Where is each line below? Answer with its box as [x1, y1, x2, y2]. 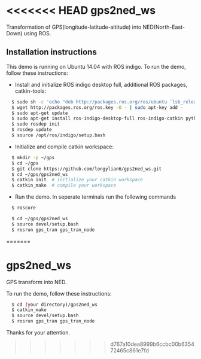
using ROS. [23, 29, 51, 36]
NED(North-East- [142, 23, 185, 31]
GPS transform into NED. [6, 278, 67, 285]
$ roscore [11, 205, 36, 211]
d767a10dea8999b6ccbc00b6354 [110, 340, 194, 348]
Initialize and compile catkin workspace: [14, 143, 114, 150]
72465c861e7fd [110, 347, 150, 354]
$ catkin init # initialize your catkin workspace [11, 177, 144, 183]
